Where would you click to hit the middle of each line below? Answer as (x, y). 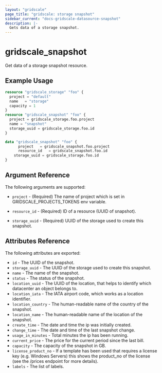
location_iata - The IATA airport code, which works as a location (78, 293)
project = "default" (30, 97)
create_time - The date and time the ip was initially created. (72, 325)
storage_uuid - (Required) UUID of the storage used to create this (78, 220)
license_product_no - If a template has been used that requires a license (84, 351)
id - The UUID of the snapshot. (43, 263)
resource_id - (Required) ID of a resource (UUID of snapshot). (74, 211)
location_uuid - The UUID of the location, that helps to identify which (82, 283)
